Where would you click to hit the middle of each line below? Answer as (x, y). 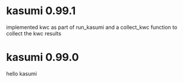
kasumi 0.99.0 (42, 58)
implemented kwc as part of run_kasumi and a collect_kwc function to (92, 27)
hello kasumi (22, 73)
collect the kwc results (34, 33)
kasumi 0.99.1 (41, 11)
